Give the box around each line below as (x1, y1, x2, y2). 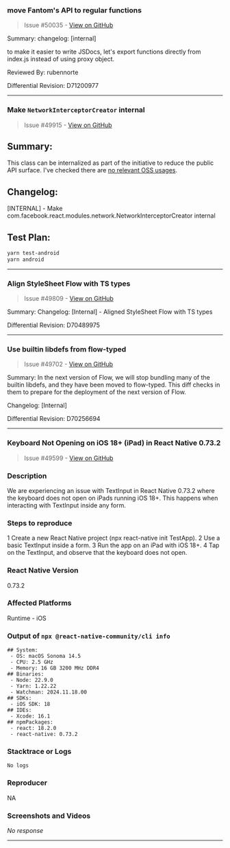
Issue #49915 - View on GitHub (23, 121, 112, 129)
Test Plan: (7, 231, 51, 243)
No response (7, 827, 44, 835)
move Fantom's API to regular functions (7, 5, 142, 15)
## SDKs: (7, 695, 32, 702)
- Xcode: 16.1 (10, 713, 51, 720)
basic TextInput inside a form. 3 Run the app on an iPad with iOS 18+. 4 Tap (7, 541, 220, 549)
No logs (7, 762, 29, 769)
